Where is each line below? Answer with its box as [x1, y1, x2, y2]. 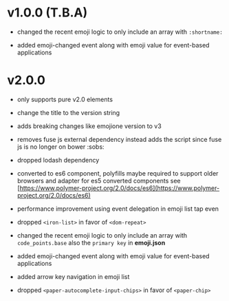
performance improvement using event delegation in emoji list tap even [17, 205, 219, 213]
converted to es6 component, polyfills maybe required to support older [17, 169, 219, 177]
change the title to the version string [17, 108, 120, 116]
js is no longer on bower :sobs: [17, 143, 105, 151]
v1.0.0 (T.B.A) [7, 5, 88, 21]
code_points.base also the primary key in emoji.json [17, 238, 166, 247]
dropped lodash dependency [17, 156, 100, 164]
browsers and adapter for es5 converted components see [17, 176, 181, 185]
